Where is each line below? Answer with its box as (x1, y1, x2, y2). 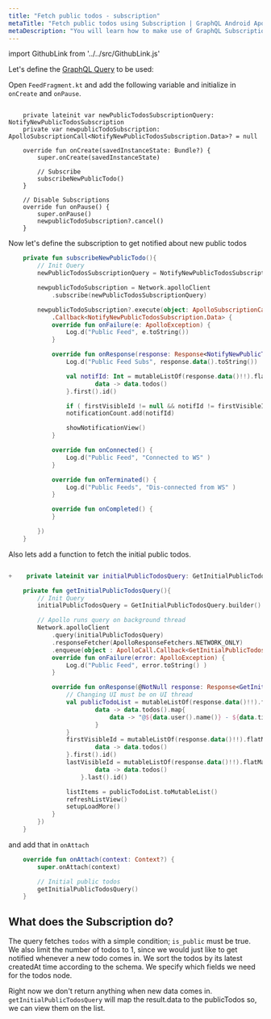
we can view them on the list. (8, 1004, 106, 1013)
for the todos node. (8, 971, 73, 980)
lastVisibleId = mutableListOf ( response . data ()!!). (65, 758, 244, 766)
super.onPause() (37, 211, 92, 219)
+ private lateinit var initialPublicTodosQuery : (8, 572, 190, 580)
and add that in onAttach (8, 840, 90, 850)
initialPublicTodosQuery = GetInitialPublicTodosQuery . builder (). (37, 602, 265, 610)
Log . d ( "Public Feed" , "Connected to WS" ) (65, 453, 211, 461)
